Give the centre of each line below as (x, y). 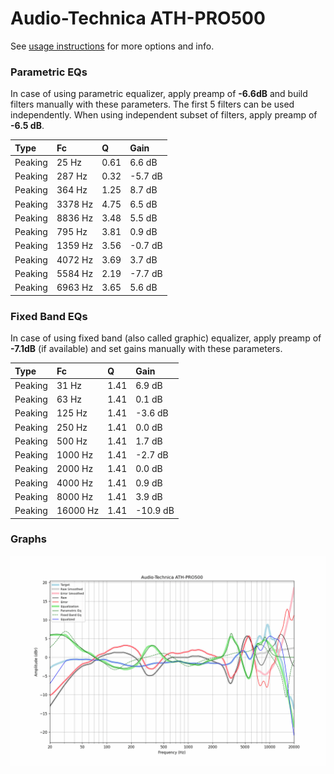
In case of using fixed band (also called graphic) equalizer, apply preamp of (166, 338)
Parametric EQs (49, 72)
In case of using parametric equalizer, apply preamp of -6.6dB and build (159, 94)
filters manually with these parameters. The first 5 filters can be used (152, 104)
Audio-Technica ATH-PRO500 (138, 18)
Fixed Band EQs (49, 316)
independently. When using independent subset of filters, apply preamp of (164, 115)
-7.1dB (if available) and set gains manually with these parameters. (146, 349)
